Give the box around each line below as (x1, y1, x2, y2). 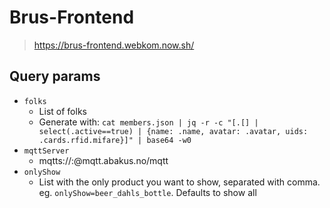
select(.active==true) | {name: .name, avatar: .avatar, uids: (38, 126, 309, 136)
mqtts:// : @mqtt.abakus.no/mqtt (38, 154, 169, 166)
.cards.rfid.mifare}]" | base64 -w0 (38, 135, 192, 145)
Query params (9, 68, 101, 85)
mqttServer (23, 146, 70, 156)
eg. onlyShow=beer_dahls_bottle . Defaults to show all (38, 186, 257, 198)
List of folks (38, 105, 87, 117)
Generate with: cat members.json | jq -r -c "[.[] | (38, 116, 259, 128)
